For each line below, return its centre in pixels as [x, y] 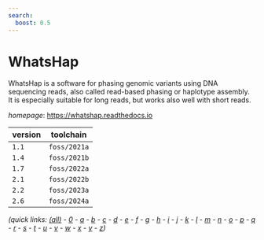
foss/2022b [69, 179]
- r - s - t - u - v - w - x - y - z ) [57, 228]
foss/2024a [69, 201]
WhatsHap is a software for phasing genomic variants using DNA [113, 83]
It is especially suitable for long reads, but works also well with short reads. [130, 100]
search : [21, 15]
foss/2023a [69, 190]
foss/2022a [69, 169]
